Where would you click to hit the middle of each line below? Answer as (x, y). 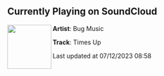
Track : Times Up (77, 42)
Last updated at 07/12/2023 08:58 (102, 56)
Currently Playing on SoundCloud (82, 12)
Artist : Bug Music (78, 28)
